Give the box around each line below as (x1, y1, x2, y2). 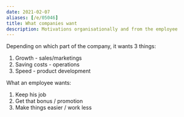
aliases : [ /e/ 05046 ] (6, 15, 59, 21)
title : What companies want (6, 20, 78, 26)
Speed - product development (15, 68, 91, 75)
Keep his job (15, 91, 47, 98)
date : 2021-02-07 (6, 9, 50, 15)
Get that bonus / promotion (15, 97, 83, 105)
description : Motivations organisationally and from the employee (6, 26, 178, 32)
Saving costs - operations (15, 61, 80, 68)
